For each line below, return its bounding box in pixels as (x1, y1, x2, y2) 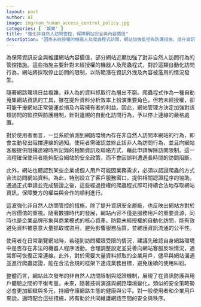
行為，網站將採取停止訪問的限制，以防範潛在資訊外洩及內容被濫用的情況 (6, 69, 184, 75)
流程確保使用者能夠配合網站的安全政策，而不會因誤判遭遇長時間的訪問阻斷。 (6, 154, 195, 161)
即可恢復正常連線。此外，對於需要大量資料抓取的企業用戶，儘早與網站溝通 (11, 252, 195, 259)
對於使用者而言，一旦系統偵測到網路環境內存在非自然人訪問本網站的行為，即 (6, 132, 195, 138)
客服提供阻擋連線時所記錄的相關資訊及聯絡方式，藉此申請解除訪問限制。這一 (6, 147, 195, 153)
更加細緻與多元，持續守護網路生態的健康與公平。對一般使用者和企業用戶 (16, 287, 195, 294)
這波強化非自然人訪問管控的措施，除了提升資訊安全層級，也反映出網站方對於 (6, 202, 195, 209)
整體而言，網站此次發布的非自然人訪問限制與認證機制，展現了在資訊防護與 (6, 272, 190, 279)
